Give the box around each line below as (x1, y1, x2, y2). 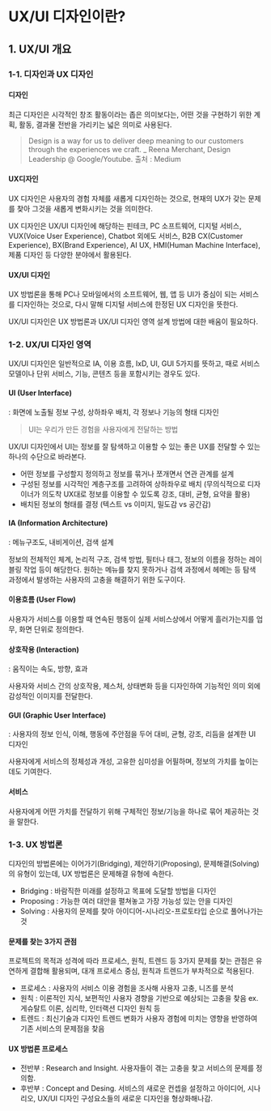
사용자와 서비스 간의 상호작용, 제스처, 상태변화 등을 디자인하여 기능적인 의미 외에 (8, 681, 261, 691)
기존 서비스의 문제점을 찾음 (19, 1024, 105, 1033)
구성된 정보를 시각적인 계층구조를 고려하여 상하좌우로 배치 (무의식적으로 (19, 479, 246, 488)
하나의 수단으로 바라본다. (8, 451, 87, 462)
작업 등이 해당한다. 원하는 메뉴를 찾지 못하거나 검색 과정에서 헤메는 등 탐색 (23, 564, 256, 574)
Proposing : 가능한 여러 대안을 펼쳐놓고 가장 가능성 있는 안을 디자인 (19, 896, 233, 905)
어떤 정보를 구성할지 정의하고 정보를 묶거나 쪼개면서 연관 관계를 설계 (19, 469, 235, 479)
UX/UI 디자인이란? (8, 7, 126, 26)
